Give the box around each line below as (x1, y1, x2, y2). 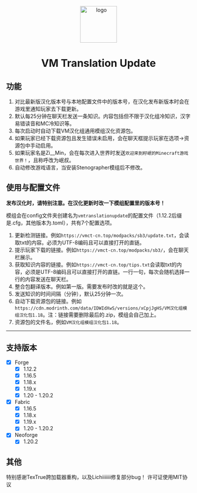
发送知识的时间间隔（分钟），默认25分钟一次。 (14, 290, 127, 297)
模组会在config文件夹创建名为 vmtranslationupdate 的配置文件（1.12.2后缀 (6, 212, 182, 219)
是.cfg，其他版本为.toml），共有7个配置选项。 (6, 219, 116, 226)
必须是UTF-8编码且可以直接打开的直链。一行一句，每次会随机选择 (25, 268, 185, 275)
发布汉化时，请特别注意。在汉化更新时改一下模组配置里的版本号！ (6, 199, 165, 206)
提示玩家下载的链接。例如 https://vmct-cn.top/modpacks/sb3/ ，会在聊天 (14, 246, 189, 253)
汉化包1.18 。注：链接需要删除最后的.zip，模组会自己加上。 (19, 311, 159, 318)
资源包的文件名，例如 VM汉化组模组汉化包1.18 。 (14, 318, 122, 325)
